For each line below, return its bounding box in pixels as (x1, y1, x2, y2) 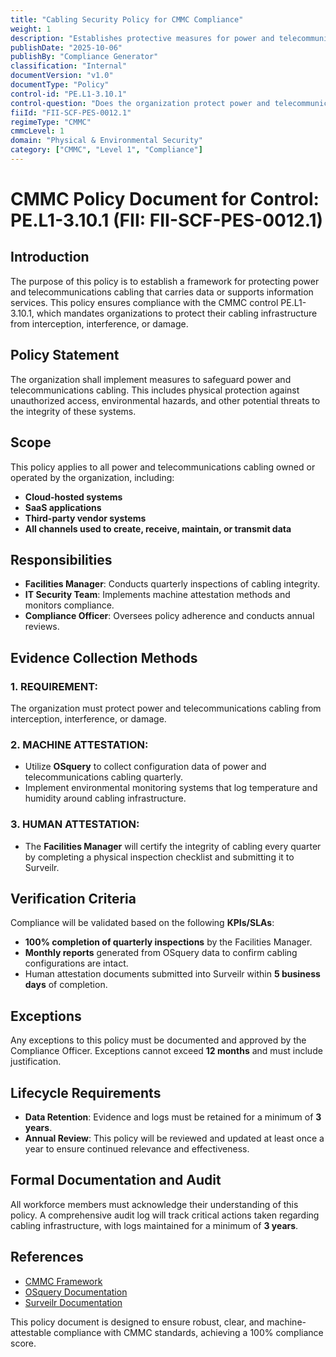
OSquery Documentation (24, 1286, 128, 1298)
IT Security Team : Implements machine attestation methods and (24, 589, 291, 601)
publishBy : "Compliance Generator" (10, 52, 159, 62)
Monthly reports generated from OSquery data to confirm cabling (24, 947, 298, 959)
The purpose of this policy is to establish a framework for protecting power (10, 275, 320, 287)
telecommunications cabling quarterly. (24, 771, 183, 783)
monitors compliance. (24, 599, 115, 611)
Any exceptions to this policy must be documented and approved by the (10, 1034, 307, 1046)
